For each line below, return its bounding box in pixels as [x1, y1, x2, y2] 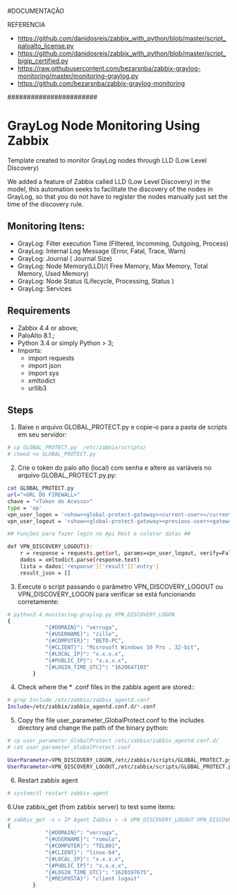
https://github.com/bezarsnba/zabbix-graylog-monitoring [17, 79, 186, 88]
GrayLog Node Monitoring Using [7, 117, 200, 134]
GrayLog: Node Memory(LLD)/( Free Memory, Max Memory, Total [17, 262, 208, 270]
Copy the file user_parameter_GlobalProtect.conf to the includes [17, 716, 205, 724]
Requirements [7, 305, 71, 317]
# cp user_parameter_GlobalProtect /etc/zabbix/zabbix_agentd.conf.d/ [7, 737, 219, 744]
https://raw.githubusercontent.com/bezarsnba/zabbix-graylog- [17, 64, 201, 72]
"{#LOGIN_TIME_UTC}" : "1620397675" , [44, 869, 153, 876]
